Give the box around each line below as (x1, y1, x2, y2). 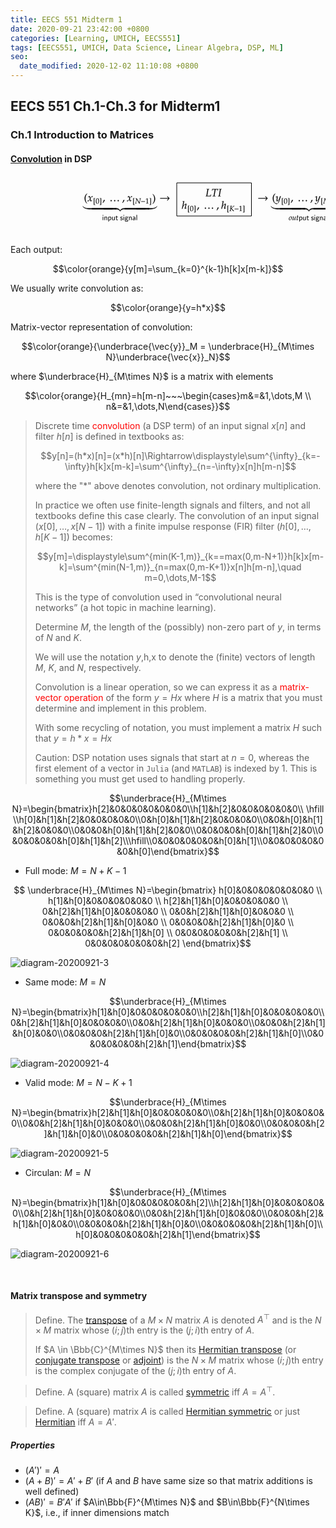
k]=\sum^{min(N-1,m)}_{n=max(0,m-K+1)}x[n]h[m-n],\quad (59, 561, 302, 573)
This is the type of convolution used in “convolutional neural (34, 591, 282, 603)
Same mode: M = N (24, 976, 107, 988)
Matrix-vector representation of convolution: (10, 321, 193, 333)
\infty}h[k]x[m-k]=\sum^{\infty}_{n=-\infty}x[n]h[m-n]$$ (64, 460, 297, 472)
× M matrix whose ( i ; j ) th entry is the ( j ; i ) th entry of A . (34, 1324, 255, 1336)
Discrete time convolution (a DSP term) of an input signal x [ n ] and (34, 419, 306, 431)
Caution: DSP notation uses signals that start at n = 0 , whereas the (34, 751, 310, 763)
